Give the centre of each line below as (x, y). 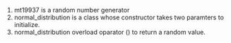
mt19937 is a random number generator (72, 10)
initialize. (27, 25)
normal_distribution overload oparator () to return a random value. (110, 32)
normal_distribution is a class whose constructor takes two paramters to (119, 17)
